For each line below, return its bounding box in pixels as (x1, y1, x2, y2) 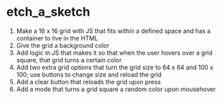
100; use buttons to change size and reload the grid (16, 70, 162, 79)
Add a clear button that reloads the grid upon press (16, 77, 161, 86)
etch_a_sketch (6, 4, 90, 20)
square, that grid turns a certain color (16, 55, 122, 64)
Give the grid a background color (16, 41, 110, 49)
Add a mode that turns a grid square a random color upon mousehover (16, 85, 216, 93)
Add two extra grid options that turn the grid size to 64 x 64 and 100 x (16, 63, 213, 71)
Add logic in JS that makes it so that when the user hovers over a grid (16, 49, 213, 57)
